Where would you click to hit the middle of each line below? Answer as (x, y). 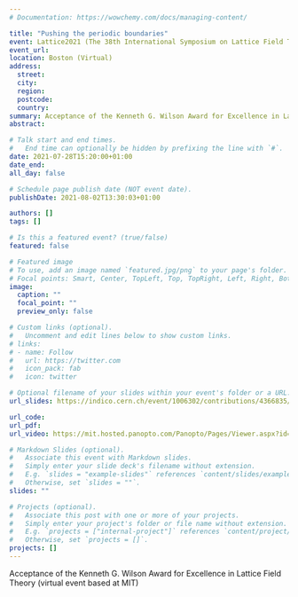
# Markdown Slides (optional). (67, 450)
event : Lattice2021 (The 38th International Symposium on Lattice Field (146, 42)
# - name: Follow (41, 352)
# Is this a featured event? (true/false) (89, 238)
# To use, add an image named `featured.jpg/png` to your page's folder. (149, 270)
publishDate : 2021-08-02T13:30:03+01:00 (85, 197)
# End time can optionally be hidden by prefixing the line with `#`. (146, 149)
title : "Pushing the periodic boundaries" (89, 33)
